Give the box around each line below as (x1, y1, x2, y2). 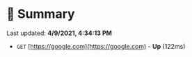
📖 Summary (6, 6, 75, 22)
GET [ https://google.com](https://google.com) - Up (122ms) (16, 42, 186, 50)
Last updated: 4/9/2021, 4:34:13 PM (6, 29, 113, 37)
